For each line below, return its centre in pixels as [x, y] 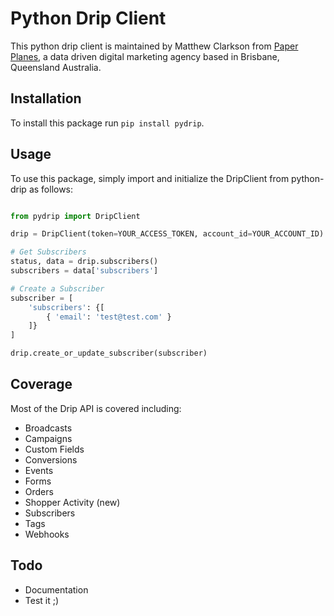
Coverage [41, 384]
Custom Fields [54, 449]
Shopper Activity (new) [72, 502]
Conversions [51, 459]
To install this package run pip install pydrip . [107, 123]
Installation [46, 98]
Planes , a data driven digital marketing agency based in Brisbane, [145, 56]
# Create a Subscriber [57, 288]
